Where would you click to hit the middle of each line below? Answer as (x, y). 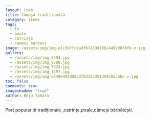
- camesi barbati (28, 43)
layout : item (19, 10)
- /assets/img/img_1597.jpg (40, 72)
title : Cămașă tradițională (35, 15)
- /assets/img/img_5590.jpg (40, 62)
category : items (23, 19)
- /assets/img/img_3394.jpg (40, 57)
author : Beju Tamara (27, 96)
